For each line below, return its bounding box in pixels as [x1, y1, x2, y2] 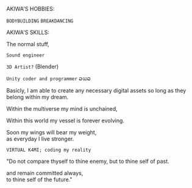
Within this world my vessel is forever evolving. [6, 117, 125, 124]
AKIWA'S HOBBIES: [6, 5, 55, 12]
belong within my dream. [6, 94, 69, 100]
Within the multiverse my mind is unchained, [6, 105, 118, 112]
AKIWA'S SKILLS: [6, 29, 50, 36]
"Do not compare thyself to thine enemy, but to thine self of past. [6, 158, 169, 165]
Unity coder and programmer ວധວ [6, 75, 91, 82]
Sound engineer [6, 52, 45, 58]
